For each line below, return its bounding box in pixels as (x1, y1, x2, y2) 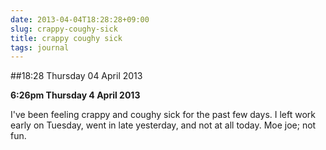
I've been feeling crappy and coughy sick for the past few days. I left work (10, 109, 316, 121)
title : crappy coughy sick (10, 33, 123, 43)
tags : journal (10, 42, 70, 53)
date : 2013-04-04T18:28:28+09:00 (10, 14, 150, 25)
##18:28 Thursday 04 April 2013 (10, 70, 143, 82)
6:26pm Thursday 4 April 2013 (10, 89, 141, 101)
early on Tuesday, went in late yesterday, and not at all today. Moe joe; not (10, 119, 317, 131)
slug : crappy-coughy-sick (10, 24, 118, 34)
